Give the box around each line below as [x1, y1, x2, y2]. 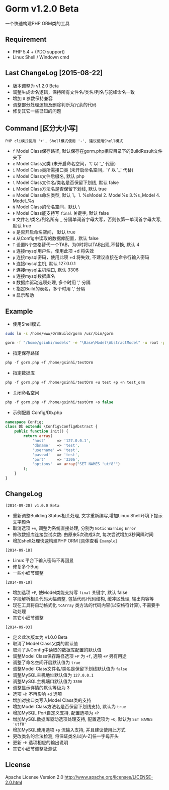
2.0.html [5, 779, 23, 785]
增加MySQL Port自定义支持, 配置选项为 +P [12, 709, 99, 716]
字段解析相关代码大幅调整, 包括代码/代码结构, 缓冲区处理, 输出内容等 [12, 595, 154, 601]
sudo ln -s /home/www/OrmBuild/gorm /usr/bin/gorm [5, 331, 114, 336]
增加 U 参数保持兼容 [12, 95, 53, 101]
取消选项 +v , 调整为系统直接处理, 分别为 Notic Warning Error [12, 525, 136, 531]
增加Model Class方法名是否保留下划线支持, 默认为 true [12, 703, 126, 709]
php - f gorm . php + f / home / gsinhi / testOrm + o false [5, 399, 114, 405]
